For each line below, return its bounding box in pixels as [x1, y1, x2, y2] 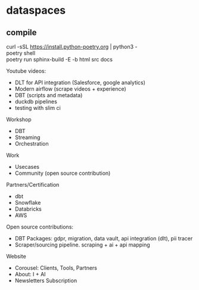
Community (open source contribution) [14, 169, 111, 177]
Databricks [14, 205, 42, 212]
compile [6, 27, 37, 38]
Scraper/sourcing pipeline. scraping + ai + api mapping [14, 241, 150, 248]
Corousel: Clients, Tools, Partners [14, 264, 97, 272]
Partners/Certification [6, 181, 60, 188]
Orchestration [14, 140, 49, 147]
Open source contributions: [6, 223, 73, 230]
